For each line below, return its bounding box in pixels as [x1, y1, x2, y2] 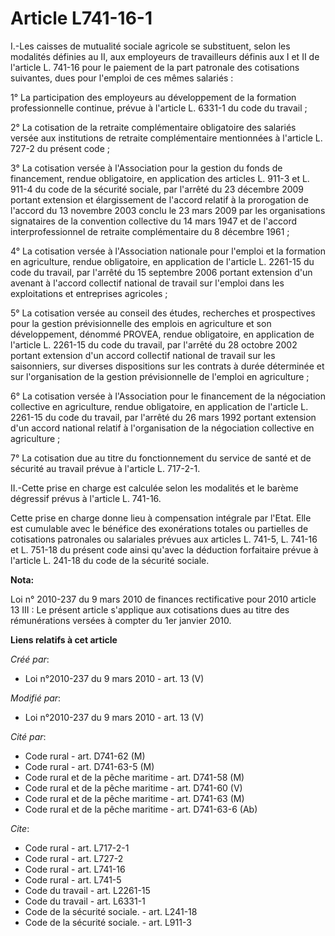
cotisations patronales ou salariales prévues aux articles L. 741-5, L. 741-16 [10, 533, 318, 545]
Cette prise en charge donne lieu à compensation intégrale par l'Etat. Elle [10, 512, 312, 524]
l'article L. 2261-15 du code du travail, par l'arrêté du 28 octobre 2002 [10, 338, 298, 351]
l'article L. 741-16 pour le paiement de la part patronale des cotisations [10, 61, 300, 73]
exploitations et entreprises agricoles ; [10, 287, 168, 299]
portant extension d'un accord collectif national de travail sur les [10, 349, 276, 361]
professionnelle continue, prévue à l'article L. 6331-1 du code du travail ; [10, 102, 308, 114]
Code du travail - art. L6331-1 [24, 895, 146, 907]
